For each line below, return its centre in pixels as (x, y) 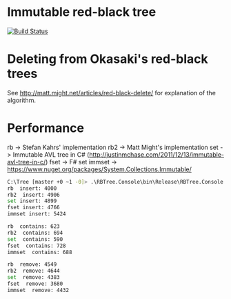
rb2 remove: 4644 (33, 271)
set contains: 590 (35, 239)
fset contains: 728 (37, 246)
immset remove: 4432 (38, 290)
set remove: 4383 (33, 278)
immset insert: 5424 (37, 214)
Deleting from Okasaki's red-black (108, 59)
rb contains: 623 (33, 226)
